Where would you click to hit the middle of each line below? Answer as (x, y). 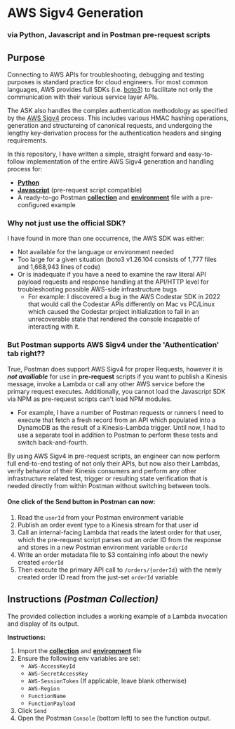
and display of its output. (43, 624)
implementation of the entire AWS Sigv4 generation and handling (120, 161)
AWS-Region (44, 689)
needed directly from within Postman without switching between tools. (109, 485)
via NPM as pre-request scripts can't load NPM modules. (90, 399)
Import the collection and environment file (80, 650)
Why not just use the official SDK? (67, 223)
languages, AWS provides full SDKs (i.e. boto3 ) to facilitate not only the (110, 89)
